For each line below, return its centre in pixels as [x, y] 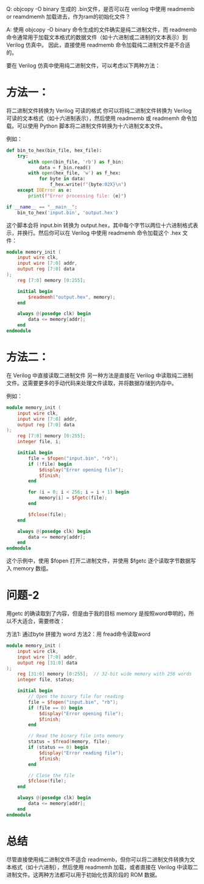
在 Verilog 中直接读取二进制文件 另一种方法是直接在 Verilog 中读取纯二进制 [100, 375]
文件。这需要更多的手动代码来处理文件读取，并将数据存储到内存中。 [92, 383]
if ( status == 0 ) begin [58, 748]
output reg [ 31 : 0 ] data [47, 663]
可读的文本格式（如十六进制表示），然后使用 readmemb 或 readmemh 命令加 [102, 118]
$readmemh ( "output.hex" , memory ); [72, 297]
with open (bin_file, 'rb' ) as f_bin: [76, 162]
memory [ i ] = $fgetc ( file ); [73, 498]
